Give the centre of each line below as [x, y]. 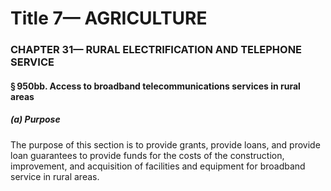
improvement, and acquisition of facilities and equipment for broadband [158, 166]
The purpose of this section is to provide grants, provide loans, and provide [165, 144]
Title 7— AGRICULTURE [109, 18]
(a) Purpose [35, 119]
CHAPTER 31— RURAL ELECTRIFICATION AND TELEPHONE [156, 50]
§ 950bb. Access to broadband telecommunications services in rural [155, 86]
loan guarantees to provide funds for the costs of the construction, [147, 155]
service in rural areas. [55, 176]
